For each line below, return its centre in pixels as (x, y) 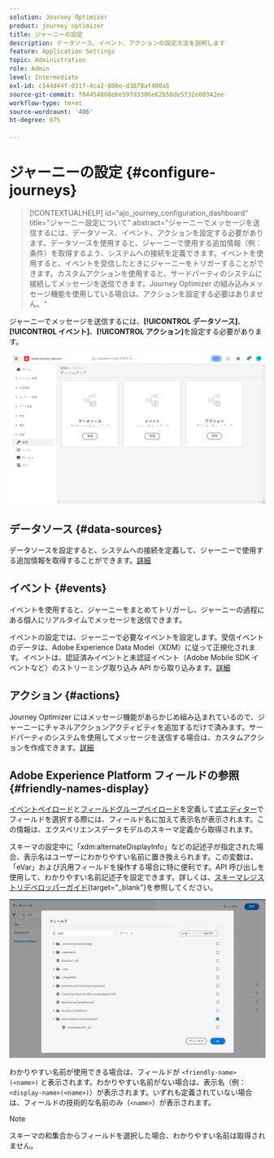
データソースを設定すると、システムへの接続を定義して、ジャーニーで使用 (133, 550)
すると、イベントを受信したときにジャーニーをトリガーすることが (146, 263)
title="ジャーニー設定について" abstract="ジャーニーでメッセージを (141, 222)
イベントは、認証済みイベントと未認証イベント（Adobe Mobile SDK (136, 657)
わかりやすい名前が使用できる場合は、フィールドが (95, 1072)
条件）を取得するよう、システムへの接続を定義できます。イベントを (143, 253)
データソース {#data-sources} (86, 529)
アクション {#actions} (65, 696)
